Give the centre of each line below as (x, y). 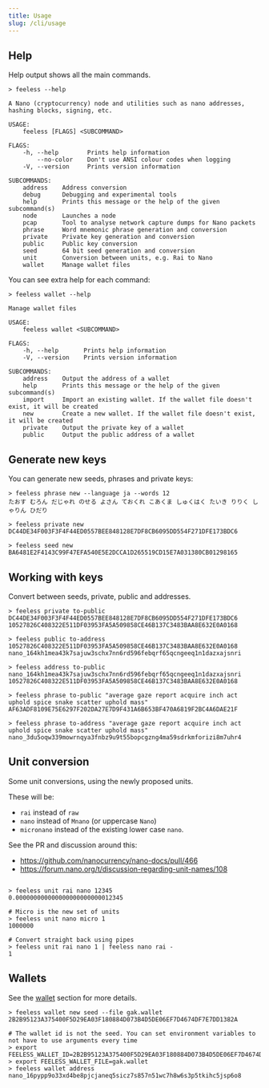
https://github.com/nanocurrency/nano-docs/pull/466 (109, 860)
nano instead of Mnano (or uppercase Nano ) (88, 821)
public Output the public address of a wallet (109, 435)
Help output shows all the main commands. (79, 75)
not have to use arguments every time (73, 1040)
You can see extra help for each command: (79, 280)
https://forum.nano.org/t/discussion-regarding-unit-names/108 (124, 869)
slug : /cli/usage (37, 23)
